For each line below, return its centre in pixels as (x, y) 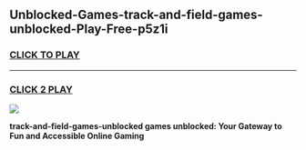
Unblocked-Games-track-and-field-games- (136, 15)
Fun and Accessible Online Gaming (77, 135)
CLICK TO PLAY (45, 55)
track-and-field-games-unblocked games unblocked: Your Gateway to (146, 125)
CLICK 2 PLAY (41, 89)
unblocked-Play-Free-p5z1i (89, 30)
